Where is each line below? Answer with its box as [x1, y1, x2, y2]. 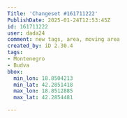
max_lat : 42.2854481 [13, 94, 73, 101]
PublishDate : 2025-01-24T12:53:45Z [7, 17, 111, 24]
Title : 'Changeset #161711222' [7, 10, 98, 17]
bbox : [7, 68, 23, 75]
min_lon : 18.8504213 [13, 74, 73, 82]
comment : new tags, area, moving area [7, 36, 120, 43]
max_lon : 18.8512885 [13, 87, 73, 94]
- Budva [7, 62, 30, 69]
